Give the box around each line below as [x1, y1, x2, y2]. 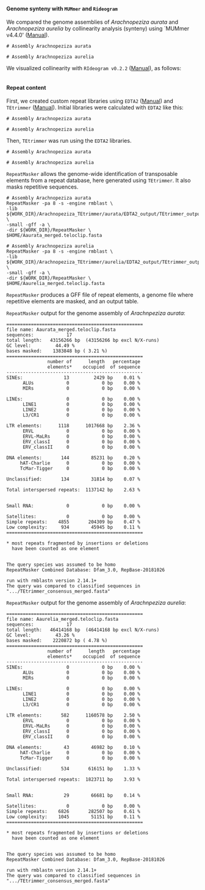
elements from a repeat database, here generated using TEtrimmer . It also [6, 177, 191, 184]
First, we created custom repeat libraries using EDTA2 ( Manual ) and [6, 98, 174, 105]
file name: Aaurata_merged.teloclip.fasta [6, 327, 116, 333]
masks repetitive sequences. [6, 183, 79, 190]
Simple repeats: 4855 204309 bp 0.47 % [6, 519, 140, 525]
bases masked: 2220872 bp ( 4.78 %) [6, 638, 108, 644]
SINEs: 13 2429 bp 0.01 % [6, 375, 140, 381]
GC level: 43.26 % [6, 632, 75, 639]
